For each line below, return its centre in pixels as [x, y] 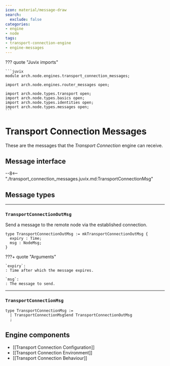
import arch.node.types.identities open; [50, 102]
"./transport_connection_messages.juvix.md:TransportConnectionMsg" [79, 179]
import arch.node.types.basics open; [45, 98]
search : [13, 15]
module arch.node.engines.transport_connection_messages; [68, 76]
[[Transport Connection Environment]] [52, 352]
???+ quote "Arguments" [31, 257]
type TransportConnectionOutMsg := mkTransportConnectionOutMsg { [77, 234]
